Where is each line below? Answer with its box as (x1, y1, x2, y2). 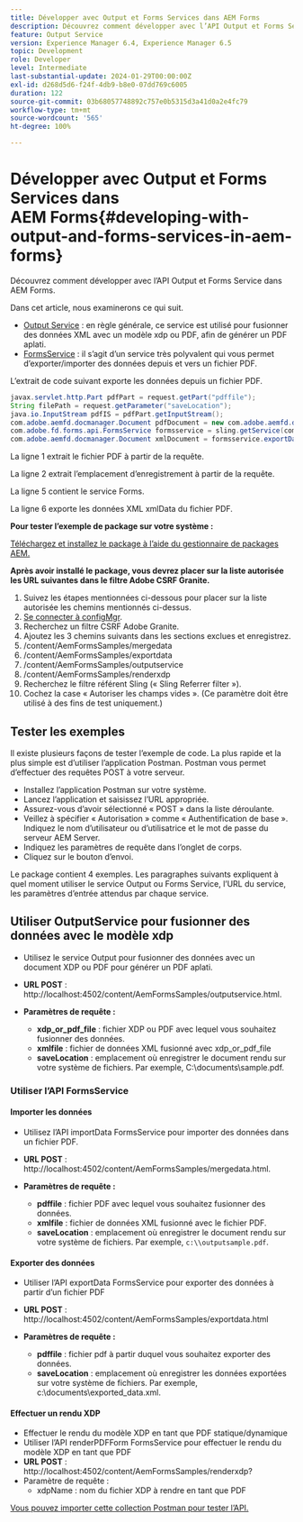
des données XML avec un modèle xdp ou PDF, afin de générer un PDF (22, 329, 288, 340)
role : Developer (10, 55, 71, 64)
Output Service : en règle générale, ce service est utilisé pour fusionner (22, 319, 289, 330)
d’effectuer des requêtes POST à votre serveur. (10, 767, 185, 778)
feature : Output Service (10, 30, 103, 39)
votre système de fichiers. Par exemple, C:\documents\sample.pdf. (36, 1062, 285, 1072)
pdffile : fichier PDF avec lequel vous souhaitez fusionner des (36, 1198, 266, 1208)
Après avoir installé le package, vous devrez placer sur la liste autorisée (10, 565, 284, 577)
